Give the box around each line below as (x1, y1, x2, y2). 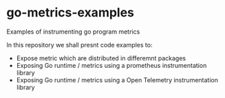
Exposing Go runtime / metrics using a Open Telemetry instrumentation (16, 75, 218, 84)
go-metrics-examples (6, 5, 135, 21)
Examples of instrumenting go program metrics (6, 27, 140, 36)
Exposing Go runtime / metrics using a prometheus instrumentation (16, 61, 207, 69)
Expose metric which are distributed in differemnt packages (16, 53, 186, 62)
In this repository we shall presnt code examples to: (6, 40, 153, 49)
